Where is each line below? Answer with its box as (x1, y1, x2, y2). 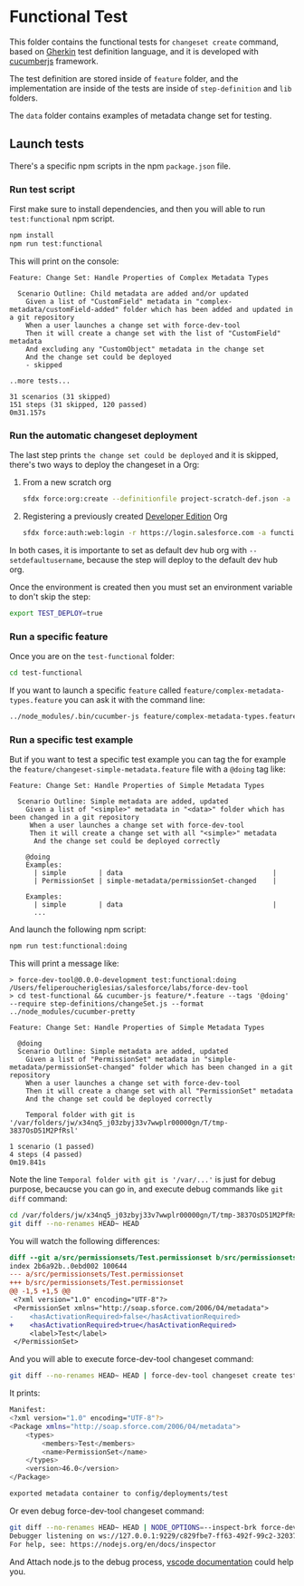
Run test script (9, 183, 75, 196)
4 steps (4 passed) (9, 1150, 83, 1159)
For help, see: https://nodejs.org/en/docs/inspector (9, 1540, 217, 1549)
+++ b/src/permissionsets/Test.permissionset (9, 1279, 184, 1288)
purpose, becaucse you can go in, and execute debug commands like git (9, 1183, 283, 1194)
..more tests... (9, 376, 71, 385)
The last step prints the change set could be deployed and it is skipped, (9, 450, 279, 461)
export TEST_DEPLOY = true (9, 608, 103, 618)
